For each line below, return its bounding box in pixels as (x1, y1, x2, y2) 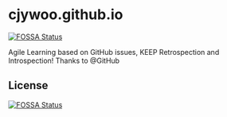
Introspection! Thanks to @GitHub (8, 56, 120, 65)
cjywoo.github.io (8, 6, 123, 24)
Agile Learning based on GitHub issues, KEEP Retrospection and (8, 47, 220, 57)
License (8, 79, 49, 92)
